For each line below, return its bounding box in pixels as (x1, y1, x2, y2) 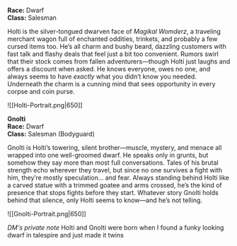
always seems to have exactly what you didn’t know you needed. (7, 72, 197, 81)
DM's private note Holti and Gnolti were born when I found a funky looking (7, 223, 224, 232)
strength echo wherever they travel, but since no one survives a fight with (7, 166, 223, 174)
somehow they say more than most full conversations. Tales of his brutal (7, 158, 219, 167)
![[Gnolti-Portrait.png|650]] (7, 210, 86, 218)
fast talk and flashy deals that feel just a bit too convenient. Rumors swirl (7, 49, 219, 58)
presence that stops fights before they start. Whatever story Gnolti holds (7, 189, 219, 197)
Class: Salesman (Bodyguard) (7, 130, 96, 138)
